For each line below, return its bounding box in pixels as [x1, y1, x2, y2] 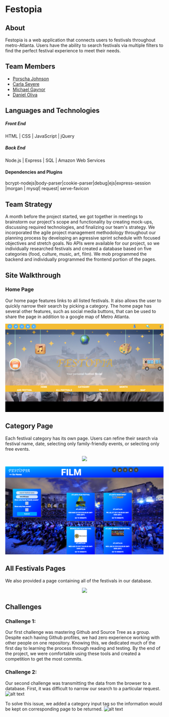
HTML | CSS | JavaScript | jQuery [5, 133, 74, 139]
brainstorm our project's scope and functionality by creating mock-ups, [5, 219, 153, 225]
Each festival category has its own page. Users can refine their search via [5, 435, 158, 441]
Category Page [5, 422, 53, 431]
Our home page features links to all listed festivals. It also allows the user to [5, 297, 162, 304]
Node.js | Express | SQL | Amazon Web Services [5, 157, 106, 163]
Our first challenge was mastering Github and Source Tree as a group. [5, 629, 150, 635]
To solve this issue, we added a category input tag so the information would [5, 700, 162, 706]
